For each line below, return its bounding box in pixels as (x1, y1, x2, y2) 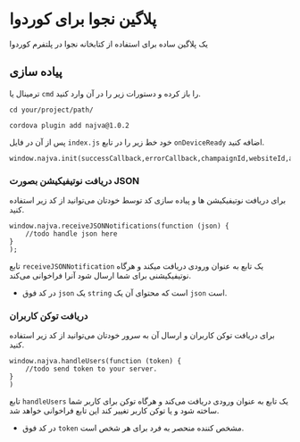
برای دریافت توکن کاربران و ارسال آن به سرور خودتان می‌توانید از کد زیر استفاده (9, 330, 275, 341)
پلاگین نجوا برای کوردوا (9, 9, 157, 29)
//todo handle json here (25, 229, 118, 238)
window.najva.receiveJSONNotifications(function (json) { (9, 221, 229, 231)
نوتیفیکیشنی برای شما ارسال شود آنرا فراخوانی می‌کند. (9, 271, 192, 281)
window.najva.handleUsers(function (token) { (9, 357, 181, 366)
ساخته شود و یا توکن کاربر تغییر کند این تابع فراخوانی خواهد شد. (9, 405, 220, 416)
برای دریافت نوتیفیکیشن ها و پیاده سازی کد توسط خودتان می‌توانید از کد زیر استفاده (9, 195, 287, 205)
